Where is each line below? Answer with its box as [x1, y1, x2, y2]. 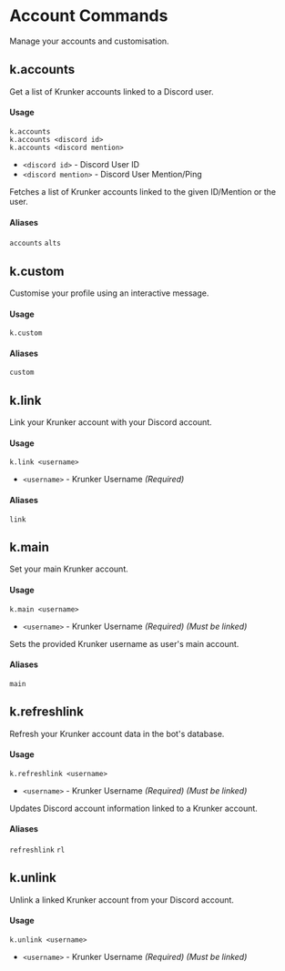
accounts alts [9, 238, 61, 248]
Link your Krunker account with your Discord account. [9, 417, 212, 428]
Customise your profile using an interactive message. [9, 288, 209, 298]
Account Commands [9, 5, 168, 26]
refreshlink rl [9, 845, 66, 855]
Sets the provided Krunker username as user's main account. [9, 638, 239, 649]
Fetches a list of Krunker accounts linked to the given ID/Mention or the [9, 186, 277, 197]
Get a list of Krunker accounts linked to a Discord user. [9, 86, 214, 96]
